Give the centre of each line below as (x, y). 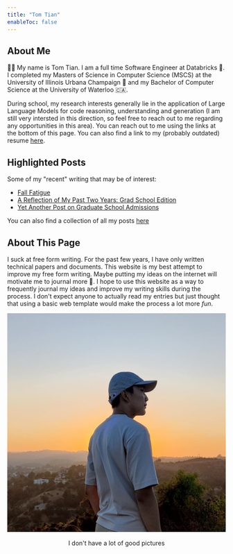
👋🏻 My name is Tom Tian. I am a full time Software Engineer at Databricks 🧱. (116, 68)
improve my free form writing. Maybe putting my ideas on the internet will (112, 274)
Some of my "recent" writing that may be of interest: (82, 179)
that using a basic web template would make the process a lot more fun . (110, 303)
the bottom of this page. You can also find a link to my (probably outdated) (113, 133)
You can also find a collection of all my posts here (78, 221)
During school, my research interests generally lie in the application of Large (116, 103)
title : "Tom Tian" (34, 15)
